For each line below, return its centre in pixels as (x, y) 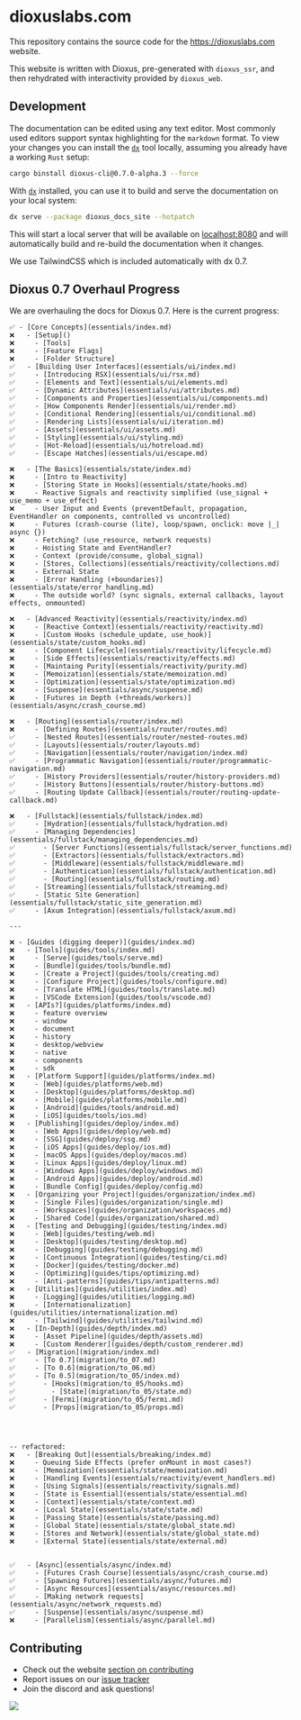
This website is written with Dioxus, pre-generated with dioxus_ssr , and (142, 68)
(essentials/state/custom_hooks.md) (78, 643)
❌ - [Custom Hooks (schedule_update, (89, 635)
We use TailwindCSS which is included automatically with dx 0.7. (129, 261)
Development (48, 107)
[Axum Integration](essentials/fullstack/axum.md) (140, 911)
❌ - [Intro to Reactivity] (68, 478)
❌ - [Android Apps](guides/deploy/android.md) (106, 1179)
